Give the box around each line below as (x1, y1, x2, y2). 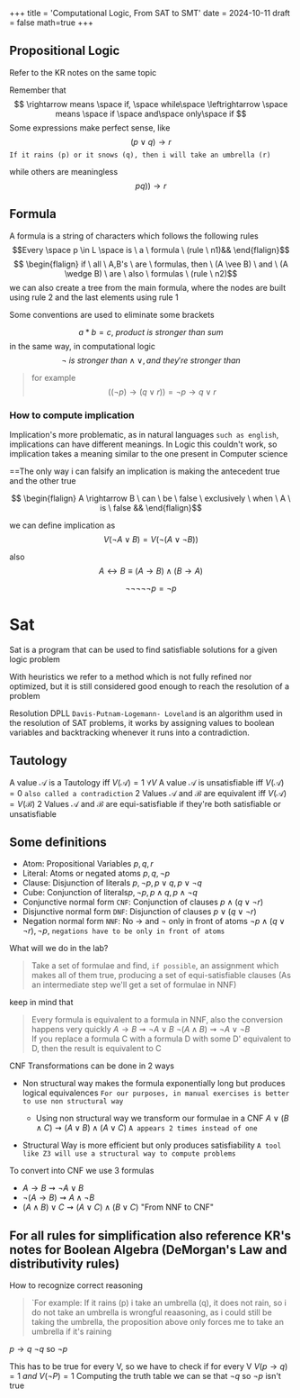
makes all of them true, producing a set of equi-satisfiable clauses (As (31, 970, 292, 981)
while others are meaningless (9, 166, 119, 177)
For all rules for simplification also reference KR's (9, 1228, 292, 1243)
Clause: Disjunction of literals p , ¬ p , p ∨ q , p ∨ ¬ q (22, 877, 202, 888)
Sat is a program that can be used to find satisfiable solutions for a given (9, 644, 278, 655)
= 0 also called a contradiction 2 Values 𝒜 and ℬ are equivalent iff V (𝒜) (9, 787, 287, 798)
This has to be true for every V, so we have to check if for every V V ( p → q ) (9, 1361, 288, 1372)
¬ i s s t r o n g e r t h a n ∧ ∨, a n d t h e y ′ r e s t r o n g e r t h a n (61, 355, 241, 366)
